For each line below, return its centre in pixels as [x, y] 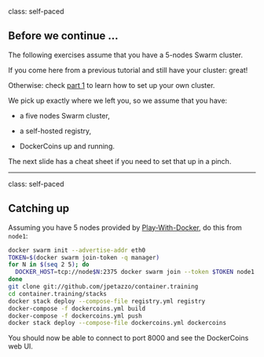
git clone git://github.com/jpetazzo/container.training [103, 286]
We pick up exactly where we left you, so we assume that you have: [118, 100]
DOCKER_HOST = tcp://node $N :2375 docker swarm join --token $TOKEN [125, 272]
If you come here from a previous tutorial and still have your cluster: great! [128, 70]
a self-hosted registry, [55, 131]
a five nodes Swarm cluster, [64, 115]
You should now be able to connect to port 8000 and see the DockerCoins [128, 338]
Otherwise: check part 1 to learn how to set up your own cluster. [112, 85]
